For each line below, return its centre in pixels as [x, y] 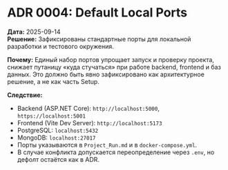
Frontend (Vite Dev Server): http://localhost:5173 [89, 123]
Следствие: [25, 95]
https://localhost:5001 [51, 116]
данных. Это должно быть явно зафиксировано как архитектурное [106, 74]
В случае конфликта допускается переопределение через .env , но [116, 152]
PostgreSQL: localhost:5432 [58, 130]
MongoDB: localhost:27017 [56, 137]
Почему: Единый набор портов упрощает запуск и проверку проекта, [111, 59]
